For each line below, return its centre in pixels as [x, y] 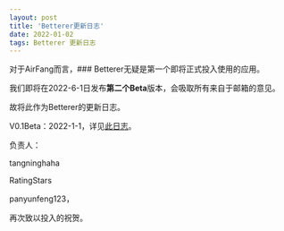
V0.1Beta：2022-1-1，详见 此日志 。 [73, 126]
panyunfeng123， [42, 199]
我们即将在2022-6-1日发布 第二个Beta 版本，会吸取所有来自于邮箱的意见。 [145, 88]
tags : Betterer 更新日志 [53, 43]
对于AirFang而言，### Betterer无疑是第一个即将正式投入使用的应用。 [137, 69]
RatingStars [30, 181]
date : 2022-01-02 [42, 34]
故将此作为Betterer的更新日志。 [67, 107]
